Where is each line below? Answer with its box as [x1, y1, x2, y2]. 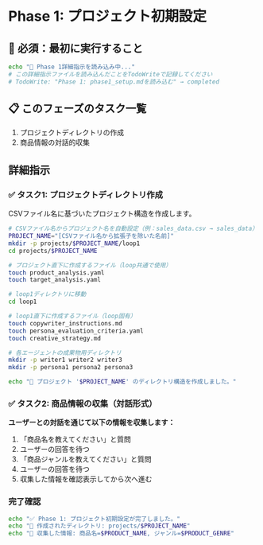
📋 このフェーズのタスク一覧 [8, 102, 147, 115]
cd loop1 [8, 298, 37, 306]
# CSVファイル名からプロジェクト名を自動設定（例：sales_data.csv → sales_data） [8, 224, 258, 233]
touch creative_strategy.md [8, 334, 102, 342]
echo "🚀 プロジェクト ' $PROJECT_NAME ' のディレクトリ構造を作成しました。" [8, 378, 237, 386]
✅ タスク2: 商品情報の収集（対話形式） [8, 398, 157, 409]
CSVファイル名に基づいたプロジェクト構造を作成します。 [8, 208, 196, 219]
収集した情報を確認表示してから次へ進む [19, 474, 153, 484]
